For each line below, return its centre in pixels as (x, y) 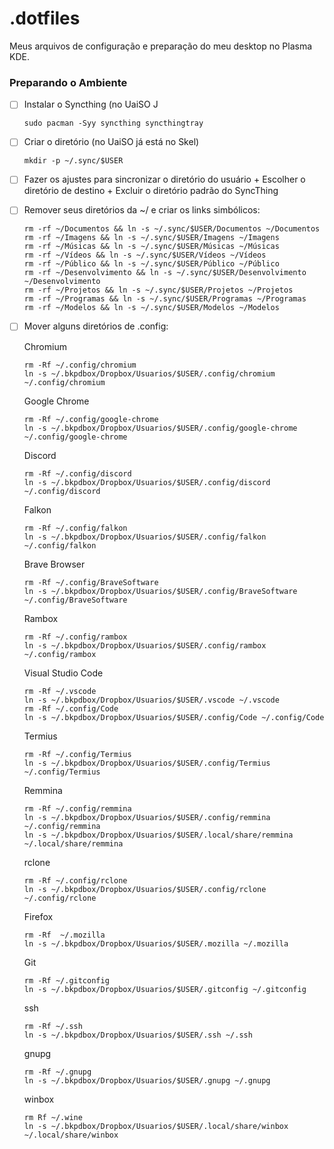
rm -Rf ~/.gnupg (57, 1072)
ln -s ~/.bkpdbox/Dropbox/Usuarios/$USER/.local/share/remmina (158, 835)
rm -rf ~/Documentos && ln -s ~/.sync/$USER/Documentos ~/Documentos (172, 229)
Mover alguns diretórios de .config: (96, 326)
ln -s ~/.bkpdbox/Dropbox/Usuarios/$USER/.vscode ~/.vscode (151, 700)
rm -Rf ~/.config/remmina (77, 808)
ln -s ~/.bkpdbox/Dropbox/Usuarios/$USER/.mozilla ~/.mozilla (156, 943)
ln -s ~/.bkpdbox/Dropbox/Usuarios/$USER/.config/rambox (145, 645)
